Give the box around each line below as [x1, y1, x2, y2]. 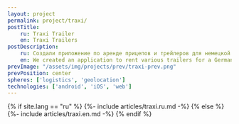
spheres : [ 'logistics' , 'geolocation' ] [7, 76, 126, 84]
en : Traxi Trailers [20, 37, 78, 44]
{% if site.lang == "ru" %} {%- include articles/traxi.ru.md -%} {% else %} [7, 102, 225, 111]
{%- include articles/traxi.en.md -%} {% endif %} [7, 110, 152, 118]
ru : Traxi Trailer [20, 30, 75, 38]
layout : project [7, 10, 55, 18]
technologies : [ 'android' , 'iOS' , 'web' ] [7, 83, 132, 90]
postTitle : [7, 23, 40, 30]
